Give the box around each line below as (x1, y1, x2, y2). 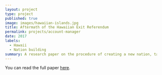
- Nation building (9, 47, 47, 52)
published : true (5, 16, 38, 21)
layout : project (5, 7, 38, 12)
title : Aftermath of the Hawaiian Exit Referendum (5, 25, 109, 30)
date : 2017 (5, 34, 27, 39)
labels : (5, 38, 21, 43)
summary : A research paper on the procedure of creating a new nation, (5, 51, 152, 57)
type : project (5, 12, 34, 16)
